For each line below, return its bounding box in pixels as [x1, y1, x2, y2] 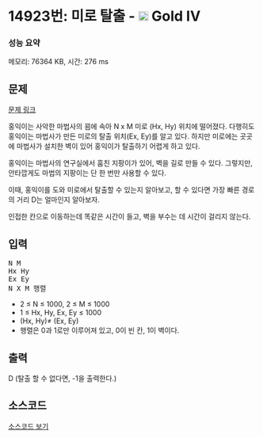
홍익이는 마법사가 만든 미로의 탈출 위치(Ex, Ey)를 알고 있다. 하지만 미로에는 [8, 131, 238, 141]
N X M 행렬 [8, 284, 47, 293]
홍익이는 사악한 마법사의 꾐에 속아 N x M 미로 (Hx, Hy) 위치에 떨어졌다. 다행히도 [8, 122, 255, 131]
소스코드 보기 [8, 421, 49, 431]
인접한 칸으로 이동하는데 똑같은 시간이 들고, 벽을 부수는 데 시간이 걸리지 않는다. [8, 211, 251, 222]
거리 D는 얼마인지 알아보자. [16, 195, 101, 204]
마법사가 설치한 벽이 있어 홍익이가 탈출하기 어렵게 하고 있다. [16, 142, 200, 151]
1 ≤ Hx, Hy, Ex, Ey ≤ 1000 [19, 308, 101, 318]
